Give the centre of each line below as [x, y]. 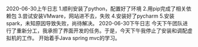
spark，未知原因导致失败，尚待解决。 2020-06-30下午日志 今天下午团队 [95, 23]
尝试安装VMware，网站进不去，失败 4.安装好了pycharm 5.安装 [99, 16]
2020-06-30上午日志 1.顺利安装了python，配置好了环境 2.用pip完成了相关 [96, 9]
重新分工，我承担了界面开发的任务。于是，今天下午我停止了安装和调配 [102, 31]
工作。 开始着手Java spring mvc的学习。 [71, 38]
